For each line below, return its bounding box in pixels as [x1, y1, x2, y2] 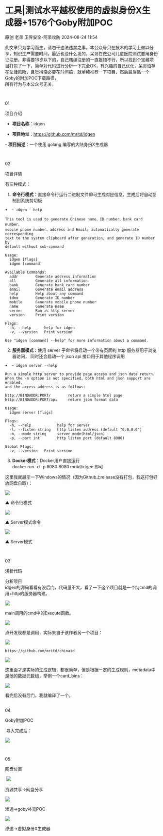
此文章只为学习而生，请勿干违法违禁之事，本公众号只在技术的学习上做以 [5, 44, 149, 50]
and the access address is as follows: [5, 384, 86, 389]
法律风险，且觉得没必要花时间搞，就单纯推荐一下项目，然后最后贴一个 [9, 69, 149, 75]
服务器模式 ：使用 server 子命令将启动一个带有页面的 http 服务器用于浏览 [12, 347, 157, 353]
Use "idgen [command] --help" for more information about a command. [5, 338, 149, 343]
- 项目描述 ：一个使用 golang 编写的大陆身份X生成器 [5, 141, 108, 147]
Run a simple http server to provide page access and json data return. [5, 372, 155, 377]
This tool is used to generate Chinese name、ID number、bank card [5, 217, 143, 221]
